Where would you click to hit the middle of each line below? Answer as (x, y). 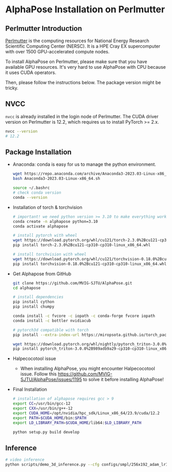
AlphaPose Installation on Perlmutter (85, 10)
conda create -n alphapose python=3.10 (55, 221)
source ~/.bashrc (31, 188)
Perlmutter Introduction (44, 29)
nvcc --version (21, 131)
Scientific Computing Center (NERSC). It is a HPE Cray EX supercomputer (83, 46)
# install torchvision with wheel (49, 254)
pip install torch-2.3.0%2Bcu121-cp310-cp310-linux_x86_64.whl (82, 245)
